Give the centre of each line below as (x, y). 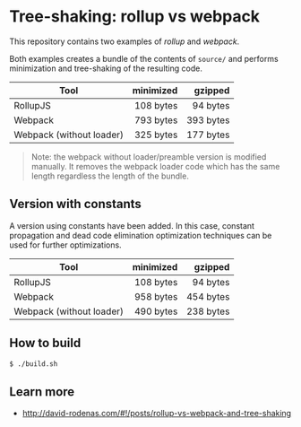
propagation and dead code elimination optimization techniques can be (141, 235)
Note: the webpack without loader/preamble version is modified (149, 157)
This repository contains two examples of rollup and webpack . (125, 41)
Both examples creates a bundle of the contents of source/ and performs (144, 58)
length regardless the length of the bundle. (110, 176)
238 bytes (208, 311)
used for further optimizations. (66, 245)
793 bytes (156, 120)
